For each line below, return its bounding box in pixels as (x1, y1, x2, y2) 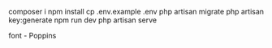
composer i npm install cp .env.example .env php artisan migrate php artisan (8, 7, 265, 16)
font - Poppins (8, 31, 57, 40)
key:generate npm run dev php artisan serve (8, 15, 158, 25)
